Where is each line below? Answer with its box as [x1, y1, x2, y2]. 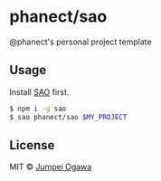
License [9, 138, 55, 153]
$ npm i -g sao [9, 104, 67, 113]
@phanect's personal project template [9, 36, 152, 47]
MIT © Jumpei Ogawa [9, 161, 92, 173]
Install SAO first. [9, 86, 70, 97]
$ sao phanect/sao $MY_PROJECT [9, 112, 128, 121]
